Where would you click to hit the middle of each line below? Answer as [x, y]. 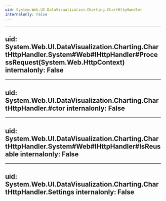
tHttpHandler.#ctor [35, 108]
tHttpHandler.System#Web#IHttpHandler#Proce [82, 54]
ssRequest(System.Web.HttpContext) [65, 62]
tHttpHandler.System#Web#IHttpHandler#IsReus [83, 146]
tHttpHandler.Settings [40, 192]
